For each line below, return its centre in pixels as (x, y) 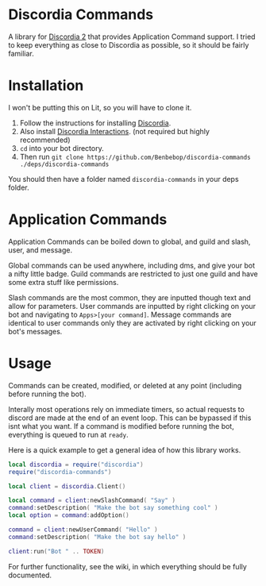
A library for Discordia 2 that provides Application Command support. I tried (132, 37)
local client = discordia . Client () (67, 486)
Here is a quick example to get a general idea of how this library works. (125, 449)
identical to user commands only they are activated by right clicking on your (132, 322)
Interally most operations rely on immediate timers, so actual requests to (126, 409)
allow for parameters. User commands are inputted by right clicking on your (132, 306)
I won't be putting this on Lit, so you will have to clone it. (100, 107)
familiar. (21, 53)
